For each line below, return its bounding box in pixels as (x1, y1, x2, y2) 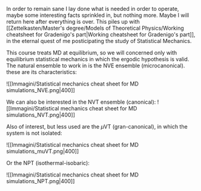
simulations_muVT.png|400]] (6, 148, 79, 155)
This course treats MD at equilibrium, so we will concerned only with (6, 49, 177, 56)
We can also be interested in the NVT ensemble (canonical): (6, 98, 156, 106)
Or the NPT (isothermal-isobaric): (6, 159, 90, 166)
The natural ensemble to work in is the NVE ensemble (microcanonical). (6, 62, 185, 69)
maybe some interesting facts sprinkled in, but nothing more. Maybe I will (6, 12, 189, 19)
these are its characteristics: (6, 69, 77, 75)
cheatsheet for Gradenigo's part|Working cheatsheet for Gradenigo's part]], (6, 31, 196, 38)
